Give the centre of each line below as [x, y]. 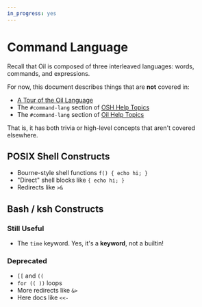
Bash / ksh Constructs [55, 209]
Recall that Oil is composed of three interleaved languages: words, [101, 66]
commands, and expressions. [49, 73]
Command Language [68, 47]
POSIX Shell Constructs [59, 156]
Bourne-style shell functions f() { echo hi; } [83, 173]
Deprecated [27, 261]
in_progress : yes [32, 13]
